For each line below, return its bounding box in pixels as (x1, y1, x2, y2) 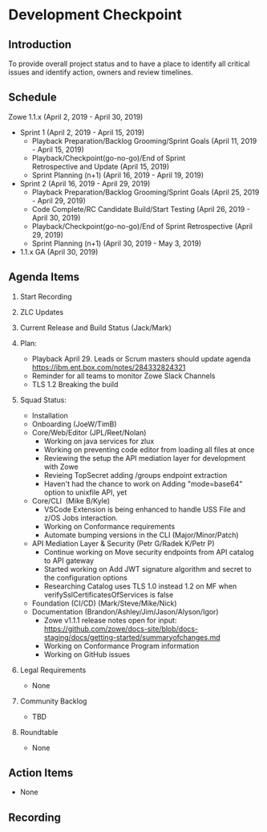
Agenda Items (8, 271, 80, 284)
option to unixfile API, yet (43, 487, 127, 497)
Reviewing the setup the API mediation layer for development (43, 453, 246, 463)
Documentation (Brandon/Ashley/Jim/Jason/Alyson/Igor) (31, 606, 219, 616)
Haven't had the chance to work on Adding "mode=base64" (43, 479, 243, 488)
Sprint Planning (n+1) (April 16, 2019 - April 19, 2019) (31, 170, 204, 180)
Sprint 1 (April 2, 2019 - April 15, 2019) (19, 127, 145, 137)
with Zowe (43, 462, 79, 471)
